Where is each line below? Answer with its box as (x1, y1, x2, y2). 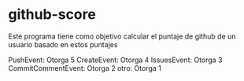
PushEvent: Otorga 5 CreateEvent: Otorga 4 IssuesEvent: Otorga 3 (8, 55, 223, 64)
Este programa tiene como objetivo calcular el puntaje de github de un (8, 31, 236, 41)
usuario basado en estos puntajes (8, 39, 118, 49)
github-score (8, 6, 96, 24)
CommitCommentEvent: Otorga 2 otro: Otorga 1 (8, 63, 161, 72)
